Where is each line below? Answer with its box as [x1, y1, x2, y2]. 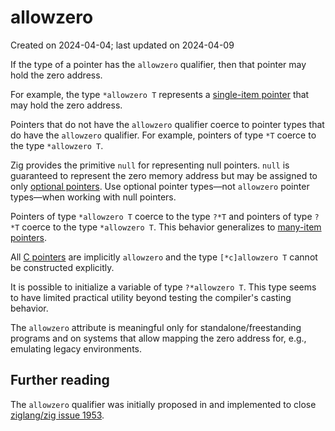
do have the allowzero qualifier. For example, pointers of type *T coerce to [10, 129, 317, 141]
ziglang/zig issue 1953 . [10, 409, 105, 421]
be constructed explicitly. [10, 261, 115, 273]
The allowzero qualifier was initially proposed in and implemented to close [10, 398, 317, 410]
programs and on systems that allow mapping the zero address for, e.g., [10, 332, 307, 344]
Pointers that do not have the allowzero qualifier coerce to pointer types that [10, 118, 325, 130]
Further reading [10, 372, 110, 389]
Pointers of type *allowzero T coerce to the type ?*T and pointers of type [10, 210, 313, 222]
